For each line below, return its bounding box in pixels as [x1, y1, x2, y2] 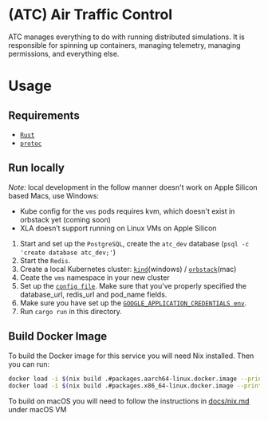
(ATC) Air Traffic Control [8, 6, 173, 24]
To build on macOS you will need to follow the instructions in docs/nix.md [8, 396, 250, 406]
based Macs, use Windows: [8, 191, 100, 200]
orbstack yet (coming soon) [19, 214, 112, 224]
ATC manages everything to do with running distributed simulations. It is [8, 32, 245, 41]
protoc [19, 140, 42, 148]
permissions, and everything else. [8, 49, 120, 58]
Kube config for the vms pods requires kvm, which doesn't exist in [19, 206, 235, 216]
